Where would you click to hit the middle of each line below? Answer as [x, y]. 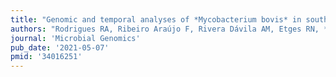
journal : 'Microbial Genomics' [75, 38]
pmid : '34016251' [46, 57]
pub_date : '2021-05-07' [60, 47]
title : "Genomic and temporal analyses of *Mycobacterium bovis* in [156, 19]
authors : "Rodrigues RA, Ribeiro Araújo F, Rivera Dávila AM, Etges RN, [165, 29]
